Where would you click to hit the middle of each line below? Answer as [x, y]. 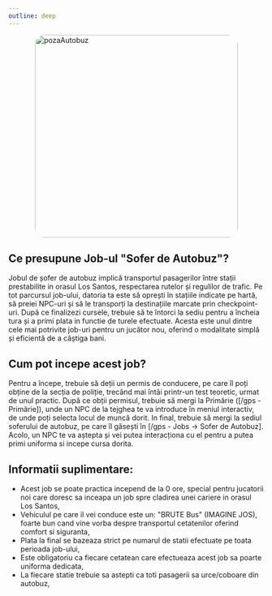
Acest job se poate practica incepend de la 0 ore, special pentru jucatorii [142, 489]
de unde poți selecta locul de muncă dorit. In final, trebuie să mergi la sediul [135, 418]
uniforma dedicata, [52, 566]
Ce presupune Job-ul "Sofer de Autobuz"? [119, 259]
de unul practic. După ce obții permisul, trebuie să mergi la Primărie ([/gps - [135, 401]
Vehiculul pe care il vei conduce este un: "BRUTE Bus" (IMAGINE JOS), [139, 515]
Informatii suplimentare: [71, 469]
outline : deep [32, 16]
